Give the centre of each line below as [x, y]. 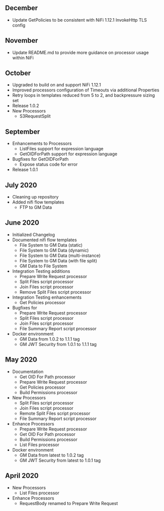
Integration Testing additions [41, 271]
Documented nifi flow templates [44, 240]
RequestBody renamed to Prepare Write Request [69, 503]
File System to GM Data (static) [51, 245]
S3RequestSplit [35, 116]
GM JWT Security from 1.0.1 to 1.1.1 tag [58, 344]
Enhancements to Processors [42, 143]
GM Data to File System [43, 266]
